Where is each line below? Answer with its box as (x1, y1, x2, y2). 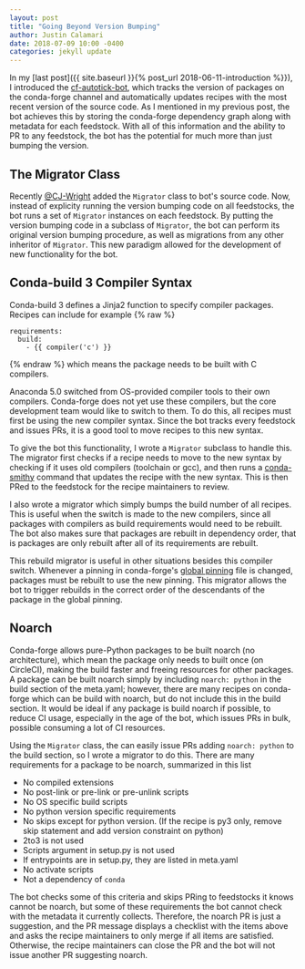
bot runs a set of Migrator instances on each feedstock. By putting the (9, 210, 274, 221)
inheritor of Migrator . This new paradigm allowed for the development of (9, 239, 282, 250)
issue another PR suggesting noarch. (9, 949, 148, 960)
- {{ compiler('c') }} (25, 343, 112, 352)
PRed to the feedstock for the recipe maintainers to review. (9, 480, 230, 492)
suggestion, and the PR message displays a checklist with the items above (9, 920, 289, 931)
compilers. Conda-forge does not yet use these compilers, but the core (9, 396, 277, 407)
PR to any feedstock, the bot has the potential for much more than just (9, 130, 273, 141)
